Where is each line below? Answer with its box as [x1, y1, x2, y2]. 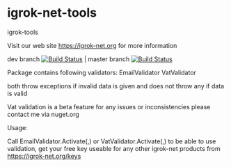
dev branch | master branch [7, 54, 130, 63]
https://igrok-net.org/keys [7, 152, 81, 160]
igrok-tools [7, 28, 38, 36]
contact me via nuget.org [7, 110, 80, 118]
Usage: [7, 123, 28, 132]
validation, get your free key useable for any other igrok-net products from [7, 144, 221, 152]
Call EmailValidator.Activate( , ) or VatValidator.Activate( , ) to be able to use [7, 137, 216, 145]
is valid [7, 89, 28, 97]
